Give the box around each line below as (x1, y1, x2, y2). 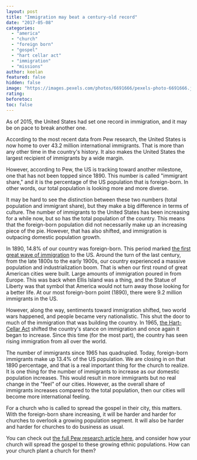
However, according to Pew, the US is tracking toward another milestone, (6, 166, 183, 173)
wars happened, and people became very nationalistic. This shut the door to (6, 313, 191, 320)
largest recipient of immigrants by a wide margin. (6, 154, 124, 161)
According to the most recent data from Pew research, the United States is (6, 135, 186, 143)
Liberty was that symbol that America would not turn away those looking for (6, 282, 189, 289)
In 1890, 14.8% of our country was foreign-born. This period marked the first (6, 245, 191, 252)
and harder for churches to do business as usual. (6, 423, 125, 430)
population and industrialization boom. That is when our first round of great (6, 263, 188, 271)
